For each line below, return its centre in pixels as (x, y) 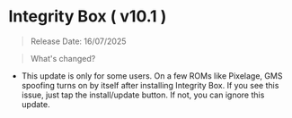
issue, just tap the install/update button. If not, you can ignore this (143, 95)
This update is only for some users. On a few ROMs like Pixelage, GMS (152, 76)
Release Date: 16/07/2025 (78, 41)
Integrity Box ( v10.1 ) (88, 17)
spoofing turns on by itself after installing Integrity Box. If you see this (150, 85)
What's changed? (63, 58)
